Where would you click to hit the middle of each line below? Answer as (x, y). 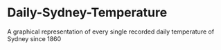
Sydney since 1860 (34, 38)
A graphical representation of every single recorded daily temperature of (111, 32)
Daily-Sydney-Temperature (87, 13)
